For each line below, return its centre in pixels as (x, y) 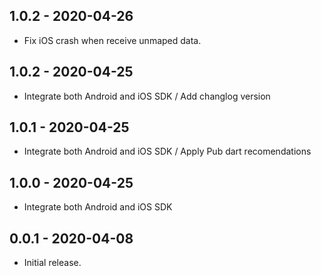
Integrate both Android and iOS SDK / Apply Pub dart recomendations (167, 151)
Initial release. (52, 263)
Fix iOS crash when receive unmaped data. (112, 40)
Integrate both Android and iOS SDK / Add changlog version (147, 96)
